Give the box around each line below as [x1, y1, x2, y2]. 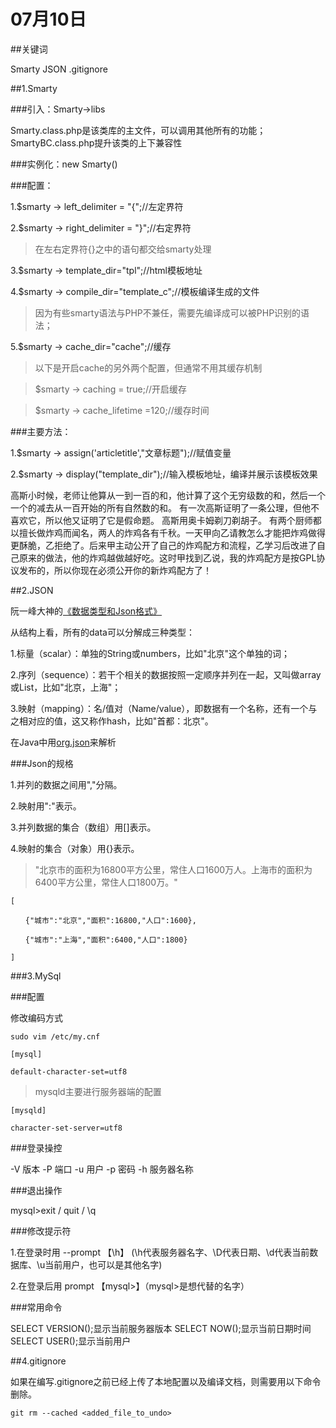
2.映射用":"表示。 [10, 800, 82, 812]
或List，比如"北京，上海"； [10, 681, 122, 693]
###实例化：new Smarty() [10, 158, 118, 170]
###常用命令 [10, 1301, 63, 1313]
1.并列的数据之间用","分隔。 [10, 778, 123, 790]
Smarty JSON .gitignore [10, 63, 108, 75]
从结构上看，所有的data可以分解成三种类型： [10, 626, 195, 638]
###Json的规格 [10, 757, 74, 769]
